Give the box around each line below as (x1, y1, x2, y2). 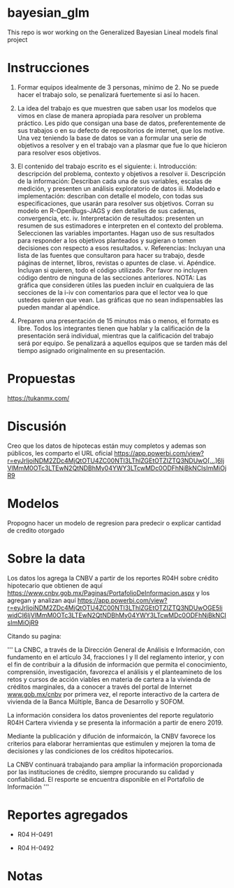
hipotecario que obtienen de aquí (7, 581, 103, 590)
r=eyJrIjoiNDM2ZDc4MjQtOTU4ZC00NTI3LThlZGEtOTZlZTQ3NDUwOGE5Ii (7, 603, 223, 612)
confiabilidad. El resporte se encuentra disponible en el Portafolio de (7, 775, 205, 783)
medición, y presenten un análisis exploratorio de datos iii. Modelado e (17, 184, 221, 193)
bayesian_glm (7, 5, 89, 21)
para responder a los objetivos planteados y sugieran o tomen (17, 236, 196, 245)
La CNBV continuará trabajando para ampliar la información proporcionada (7, 760, 223, 769)
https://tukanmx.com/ (7, 393, 70, 402)
